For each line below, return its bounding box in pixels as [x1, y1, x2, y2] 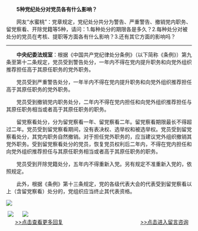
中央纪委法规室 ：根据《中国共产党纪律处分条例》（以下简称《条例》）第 [16, 51, 187, 58]
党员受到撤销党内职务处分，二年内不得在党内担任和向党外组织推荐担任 [16, 99, 187, 105]
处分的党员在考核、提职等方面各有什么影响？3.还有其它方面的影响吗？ [6, 33, 176, 40]
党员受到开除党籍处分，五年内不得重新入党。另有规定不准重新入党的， [16, 161, 187, 167]
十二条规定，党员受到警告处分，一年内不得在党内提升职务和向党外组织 [21, 58, 192, 66]
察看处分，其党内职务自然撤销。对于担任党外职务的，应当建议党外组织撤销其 [6, 133, 192, 140]
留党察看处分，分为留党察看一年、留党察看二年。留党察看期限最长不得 [16, 118, 187, 125]
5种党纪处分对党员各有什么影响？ [16, 6, 97, 12]
